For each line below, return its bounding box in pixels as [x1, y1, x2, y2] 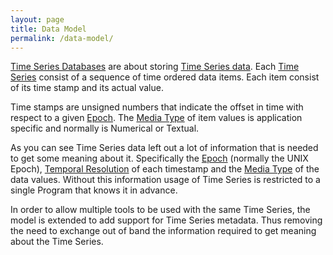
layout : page [10, 14, 65, 25]
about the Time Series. [10, 236, 104, 248]
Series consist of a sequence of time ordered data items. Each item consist [10, 71, 320, 83]
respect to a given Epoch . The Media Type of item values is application [10, 112, 303, 124]
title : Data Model [10, 24, 87, 34]
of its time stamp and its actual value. [10, 82, 164, 94]
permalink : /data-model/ [10, 33, 114, 43]
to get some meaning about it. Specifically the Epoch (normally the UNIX [10, 152, 309, 165]
